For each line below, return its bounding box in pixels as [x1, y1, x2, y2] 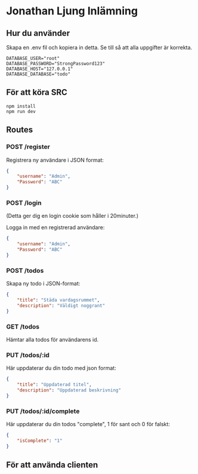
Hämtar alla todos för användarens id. [6, 336, 99, 343]
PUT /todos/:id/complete [6, 407, 80, 415]
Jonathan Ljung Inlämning [6, 4, 138, 18]
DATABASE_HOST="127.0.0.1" [6, 66, 73, 72]
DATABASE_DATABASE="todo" [6, 71, 70, 77]
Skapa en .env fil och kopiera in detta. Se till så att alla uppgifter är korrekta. [6, 44, 193, 51]
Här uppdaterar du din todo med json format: [6, 364, 116, 372]
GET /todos [6, 322, 40, 330]
